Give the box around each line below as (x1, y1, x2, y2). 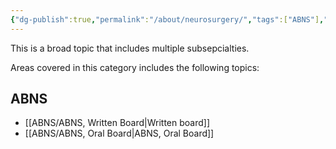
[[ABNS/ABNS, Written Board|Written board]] (24, 117, 211, 129)
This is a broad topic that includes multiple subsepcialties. (10, 42, 250, 54)
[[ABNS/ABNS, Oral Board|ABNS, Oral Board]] (24, 127, 215, 140)
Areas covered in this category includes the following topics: (10, 61, 260, 73)
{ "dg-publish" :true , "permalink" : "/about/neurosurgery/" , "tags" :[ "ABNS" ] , (10, 14, 325, 25)
